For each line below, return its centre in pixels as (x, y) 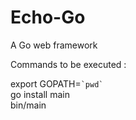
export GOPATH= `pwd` (57, 83)
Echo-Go (48, 17)
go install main (40, 94)
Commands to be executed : (68, 64)
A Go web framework (54, 45)
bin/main (28, 105)
